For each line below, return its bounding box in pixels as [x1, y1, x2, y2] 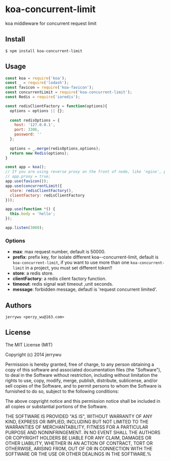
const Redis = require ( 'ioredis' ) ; [5, 95, 80, 100]
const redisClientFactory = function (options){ [5, 103, 108, 108]
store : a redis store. [12, 270, 54, 277]
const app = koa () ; [5, 165, 47, 170]
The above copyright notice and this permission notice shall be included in [5, 398, 160, 404]
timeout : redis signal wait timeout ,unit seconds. [12, 281, 114, 287]
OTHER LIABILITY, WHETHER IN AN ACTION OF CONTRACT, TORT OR [5, 440, 153, 446]
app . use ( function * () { [5, 207, 56, 212]
